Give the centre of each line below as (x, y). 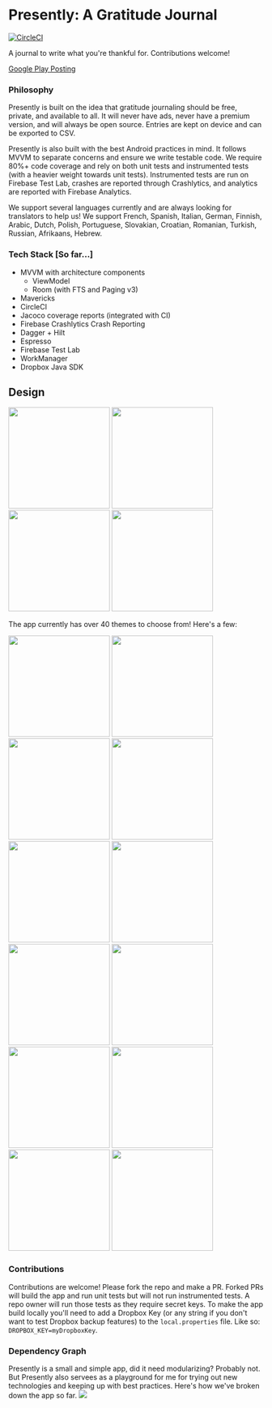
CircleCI (33, 306)
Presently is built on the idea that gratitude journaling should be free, (123, 108)
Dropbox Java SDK (51, 367)
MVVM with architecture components (83, 272)
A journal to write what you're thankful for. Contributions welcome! (119, 53)
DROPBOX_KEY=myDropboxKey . (53, 1329)
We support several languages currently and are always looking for (120, 207)
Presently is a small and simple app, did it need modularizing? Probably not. (134, 1368)
